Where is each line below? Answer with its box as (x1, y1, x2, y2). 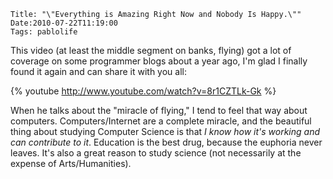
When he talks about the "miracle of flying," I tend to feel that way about (10, 105, 308, 116)
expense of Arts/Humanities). (10, 158, 132, 169)
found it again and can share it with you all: (10, 66, 187, 77)
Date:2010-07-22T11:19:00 (10, 18, 118, 28)
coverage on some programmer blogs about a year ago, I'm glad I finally (10, 55, 308, 67)
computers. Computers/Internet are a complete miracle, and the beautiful (10, 115, 312, 127)
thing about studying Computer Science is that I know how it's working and (10, 126, 321, 137)
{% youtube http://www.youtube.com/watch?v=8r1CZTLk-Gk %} (10, 85, 277, 97)
